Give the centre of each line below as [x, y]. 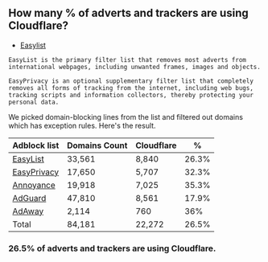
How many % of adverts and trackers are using [128, 13]
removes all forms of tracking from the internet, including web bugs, [131, 88]
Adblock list [36, 145]
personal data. [34, 102]
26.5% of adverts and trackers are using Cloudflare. [112, 248]
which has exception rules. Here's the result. [82, 125]
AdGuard [29, 198]
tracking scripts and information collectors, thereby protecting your [131, 95]
